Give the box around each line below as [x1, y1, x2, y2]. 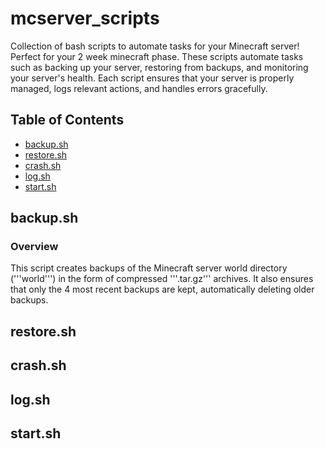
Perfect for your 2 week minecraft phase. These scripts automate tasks [10, 50, 304, 62]
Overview [10, 240, 59, 254]
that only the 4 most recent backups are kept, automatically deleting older [10, 283, 315, 296]
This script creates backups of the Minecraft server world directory [10, 262, 288, 274]
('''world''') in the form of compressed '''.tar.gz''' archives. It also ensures [10, 273, 314, 285]
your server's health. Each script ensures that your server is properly [10, 72, 295, 84]
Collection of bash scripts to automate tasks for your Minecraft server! [10, 40, 300, 52]
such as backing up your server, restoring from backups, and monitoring [10, 61, 309, 73]
